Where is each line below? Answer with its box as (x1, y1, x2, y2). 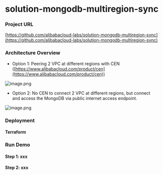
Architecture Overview (5, 50, 61, 56)
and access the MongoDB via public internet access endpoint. (12, 95, 138, 101)
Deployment (5, 117, 35, 124)
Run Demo (5, 141, 30, 148)
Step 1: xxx (5, 153, 28, 159)
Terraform (5, 129, 26, 135)
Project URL (5, 21, 34, 28)
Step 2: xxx (5, 165, 28, 171)
